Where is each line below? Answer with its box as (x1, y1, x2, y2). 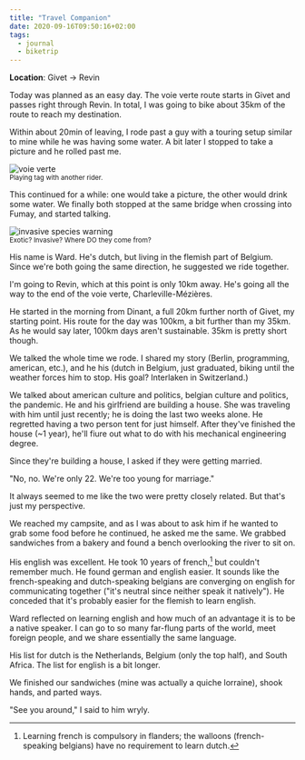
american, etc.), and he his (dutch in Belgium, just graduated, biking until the (9, 363, 295, 374)
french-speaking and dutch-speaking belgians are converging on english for (9, 575, 296, 586)
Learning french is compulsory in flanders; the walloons (22, 730, 231, 741)
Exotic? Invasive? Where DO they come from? (9, 235, 152, 245)
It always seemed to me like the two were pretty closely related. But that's (9, 491, 286, 502)
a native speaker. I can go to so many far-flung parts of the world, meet (9, 622, 277, 633)
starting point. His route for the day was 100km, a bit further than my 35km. (9, 315, 291, 327)
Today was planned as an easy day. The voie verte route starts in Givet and (9, 90, 290, 101)
